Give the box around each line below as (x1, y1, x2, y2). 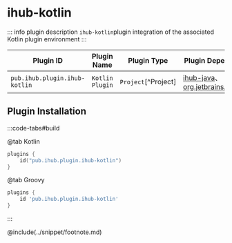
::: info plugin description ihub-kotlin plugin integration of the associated (7, 28, 214, 36)
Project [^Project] (119, 77, 177, 86)
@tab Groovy (7, 176, 45, 184)
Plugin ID (32, 55, 64, 65)
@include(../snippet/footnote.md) (7, 228, 102, 236)
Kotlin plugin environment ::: (7, 35, 87, 43)
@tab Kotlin (7, 137, 40, 146)
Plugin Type (128, 55, 168, 65)
